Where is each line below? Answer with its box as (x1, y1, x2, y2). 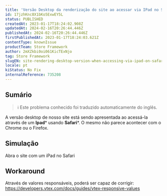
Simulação (5, 139, 39, 148)
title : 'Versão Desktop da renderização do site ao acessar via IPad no (5, 7, 159, 12)
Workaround (5, 167, 45, 175)
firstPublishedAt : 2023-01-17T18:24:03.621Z (5, 35, 99, 40)
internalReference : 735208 (5, 72, 61, 77)
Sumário (5, 91, 32, 99)
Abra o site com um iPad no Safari (5, 153, 75, 159)
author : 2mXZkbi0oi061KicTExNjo (5, 49, 72, 54)
